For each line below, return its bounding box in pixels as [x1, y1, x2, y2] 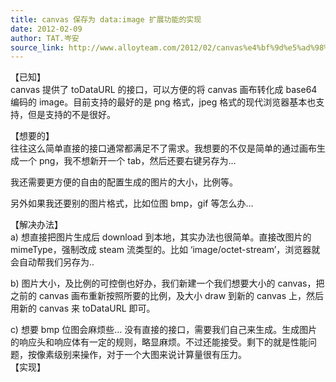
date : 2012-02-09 [10, 24, 83, 34]
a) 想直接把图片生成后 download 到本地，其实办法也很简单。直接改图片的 [10, 231, 312, 243]
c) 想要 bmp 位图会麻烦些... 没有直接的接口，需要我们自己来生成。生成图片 [10, 324, 318, 336]
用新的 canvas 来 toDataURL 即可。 [10, 302, 156, 315]
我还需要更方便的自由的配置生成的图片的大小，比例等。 [10, 176, 238, 188]
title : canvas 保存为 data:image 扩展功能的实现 [10, 14, 202, 25]
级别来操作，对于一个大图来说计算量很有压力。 [53, 349, 247, 361]
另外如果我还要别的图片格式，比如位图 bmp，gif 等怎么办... [10, 197, 254, 210]
